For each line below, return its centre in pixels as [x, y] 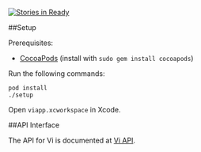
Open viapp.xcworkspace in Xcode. [64, 110]
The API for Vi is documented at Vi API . [72, 140]
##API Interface [34, 125]
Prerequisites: [31, 43]
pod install [28, 88]
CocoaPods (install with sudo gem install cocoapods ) [106, 58]
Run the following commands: [57, 74]
